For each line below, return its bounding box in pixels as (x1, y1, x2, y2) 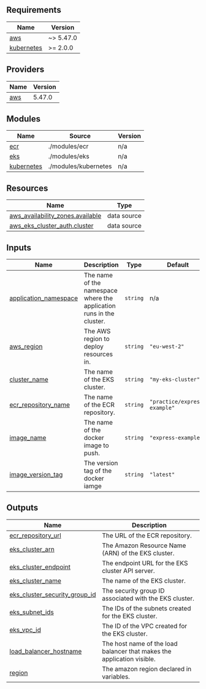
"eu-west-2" (149, 343, 185, 350)
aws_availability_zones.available (9, 212, 102, 220)
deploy (83, 342, 104, 351)
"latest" (149, 471, 175, 478)
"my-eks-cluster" (149, 376, 200, 383)
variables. (102, 672, 131, 680)
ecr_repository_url (9, 531, 61, 539)
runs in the (83, 309, 115, 318)
